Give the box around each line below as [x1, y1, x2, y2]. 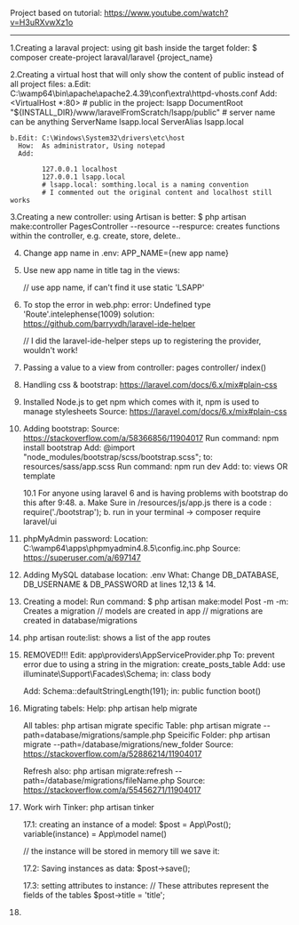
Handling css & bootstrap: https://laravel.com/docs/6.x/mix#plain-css [22, 380, 278, 390]
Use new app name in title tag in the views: [22, 265, 180, 275]
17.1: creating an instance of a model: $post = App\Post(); [22, 819, 232, 830]
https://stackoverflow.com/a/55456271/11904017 [22, 784, 201, 795]
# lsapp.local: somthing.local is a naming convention [42, 181, 249, 189]
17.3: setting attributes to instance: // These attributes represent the [22, 881, 270, 890]
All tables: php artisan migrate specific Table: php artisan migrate [22, 720, 262, 730]
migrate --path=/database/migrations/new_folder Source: [22, 739, 234, 750]
